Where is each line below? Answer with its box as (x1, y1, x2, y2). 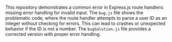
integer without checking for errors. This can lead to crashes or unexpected (5, 20, 166, 26)
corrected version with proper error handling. (5, 31, 101, 37)
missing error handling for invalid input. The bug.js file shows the (5, 10, 144, 16)
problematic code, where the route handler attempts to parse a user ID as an (5, 15, 167, 21)
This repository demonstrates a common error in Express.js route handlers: (5, 5, 164, 10)
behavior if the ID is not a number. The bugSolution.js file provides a (5, 26, 151, 32)
